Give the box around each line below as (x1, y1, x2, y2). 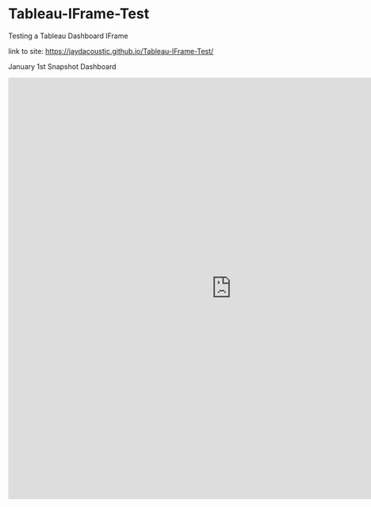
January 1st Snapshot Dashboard (8, 61, 117, 71)
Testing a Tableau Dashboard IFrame (8, 31, 128, 40)
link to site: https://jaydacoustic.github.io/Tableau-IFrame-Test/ (8, 46, 214, 56)
